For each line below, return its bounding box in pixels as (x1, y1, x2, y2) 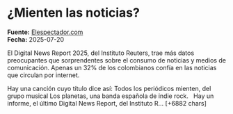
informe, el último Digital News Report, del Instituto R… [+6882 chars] (7, 99, 207, 107)
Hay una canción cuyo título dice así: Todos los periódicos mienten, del (7, 84, 211, 92)
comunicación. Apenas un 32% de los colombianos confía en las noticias (7, 63, 217, 72)
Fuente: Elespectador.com (7, 28, 83, 36)
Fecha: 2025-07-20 (7, 35, 65, 43)
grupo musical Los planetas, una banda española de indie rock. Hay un (7, 92, 214, 100)
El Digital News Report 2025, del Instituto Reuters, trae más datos (7, 49, 195, 57)
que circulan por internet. (7, 71, 80, 79)
